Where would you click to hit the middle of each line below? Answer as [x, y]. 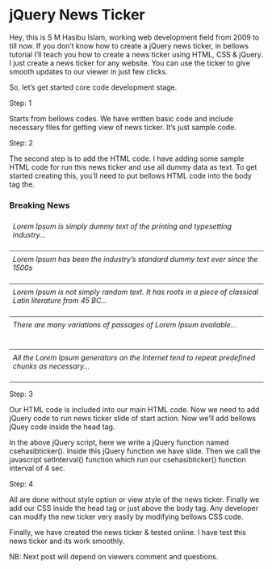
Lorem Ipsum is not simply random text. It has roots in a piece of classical [136, 292]
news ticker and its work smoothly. [67, 541]
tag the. [22, 184]
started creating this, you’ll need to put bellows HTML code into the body [131, 175]
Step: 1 [20, 103]
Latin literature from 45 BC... [60, 301]
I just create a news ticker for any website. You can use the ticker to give [130, 63]
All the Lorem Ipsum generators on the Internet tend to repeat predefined [134, 358]
